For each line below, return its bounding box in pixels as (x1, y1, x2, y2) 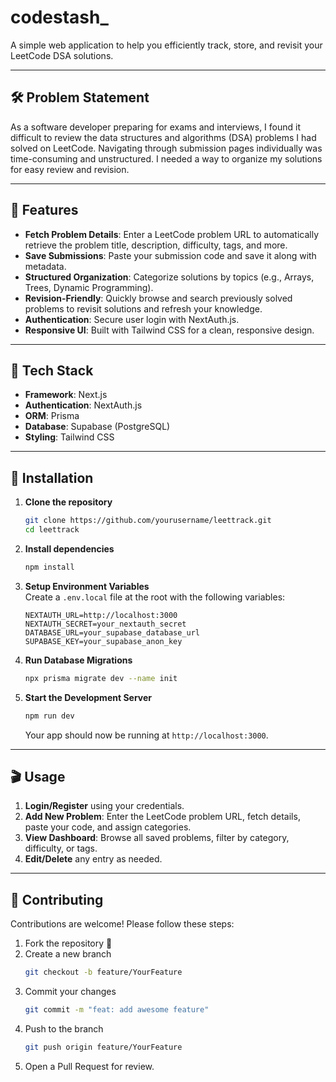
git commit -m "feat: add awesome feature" (24, 1005, 210, 1015)
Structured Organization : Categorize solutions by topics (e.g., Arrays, (24, 271, 315, 283)
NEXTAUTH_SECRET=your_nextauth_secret (24, 619, 187, 629)
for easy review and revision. (10, 163, 130, 175)
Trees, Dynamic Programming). (24, 281, 154, 293)
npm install (24, 562, 75, 572)
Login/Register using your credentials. (24, 800, 185, 812)
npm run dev (24, 711, 75, 721)
